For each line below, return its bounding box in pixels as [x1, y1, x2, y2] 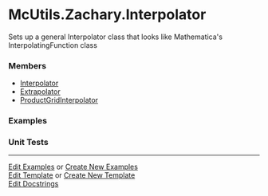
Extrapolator [19, 87, 61, 96]
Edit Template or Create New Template [8, 171, 136, 180]
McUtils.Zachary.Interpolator [8, 6, 207, 24]
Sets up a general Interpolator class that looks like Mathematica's [8, 32, 223, 41]
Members [8, 60, 46, 71]
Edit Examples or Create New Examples [8, 162, 138, 172]
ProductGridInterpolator [19, 96, 98, 105]
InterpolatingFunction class [8, 40, 98, 49]
